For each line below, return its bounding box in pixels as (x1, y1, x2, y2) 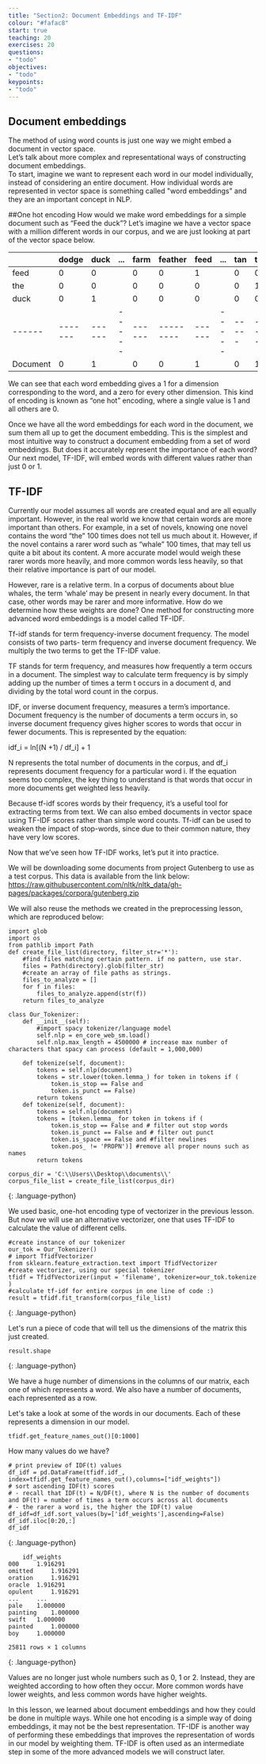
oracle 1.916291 (8, 1581, 66, 1589)
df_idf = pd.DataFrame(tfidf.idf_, (8, 1468, 126, 1476)
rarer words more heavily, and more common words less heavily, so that (8, 557, 244, 565)
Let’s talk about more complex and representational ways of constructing (8, 152, 247, 163)
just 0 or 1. (8, 461, 42, 472)
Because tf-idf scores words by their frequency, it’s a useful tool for (8, 798, 229, 808)
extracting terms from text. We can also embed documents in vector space (8, 807, 253, 817)
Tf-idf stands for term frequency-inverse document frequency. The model (8, 629, 249, 638)
